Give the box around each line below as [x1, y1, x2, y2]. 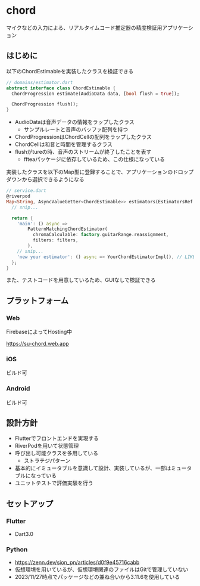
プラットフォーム [6, 296, 69, 306]
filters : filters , [32, 237, 79, 243]
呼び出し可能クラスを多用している [14, 449, 99, 457]
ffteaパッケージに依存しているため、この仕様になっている [23, 156, 165, 163]
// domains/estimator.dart [6, 79, 73, 85]
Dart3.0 [14, 531, 34, 538]
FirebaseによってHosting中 [6, 328, 73, 336]
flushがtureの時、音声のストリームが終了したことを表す [14, 148, 152, 156]
